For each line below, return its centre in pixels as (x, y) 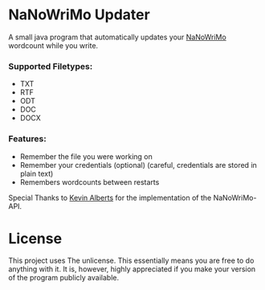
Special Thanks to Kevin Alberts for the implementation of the (110, 198)
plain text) (37, 174)
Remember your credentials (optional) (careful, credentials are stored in (138, 165)
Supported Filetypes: (51, 66)
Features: (27, 139)
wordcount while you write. (53, 45)
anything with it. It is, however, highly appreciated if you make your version (132, 269)
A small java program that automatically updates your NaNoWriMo (117, 37)
